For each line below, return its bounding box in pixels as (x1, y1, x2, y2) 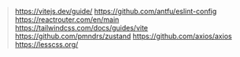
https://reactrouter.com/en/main (14, 15, 120, 24)
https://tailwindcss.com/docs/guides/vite (14, 23, 149, 32)
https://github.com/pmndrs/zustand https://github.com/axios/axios (14, 31, 233, 41)
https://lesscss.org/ (14, 40, 79, 49)
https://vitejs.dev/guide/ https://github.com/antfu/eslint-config (14, 7, 217, 16)
